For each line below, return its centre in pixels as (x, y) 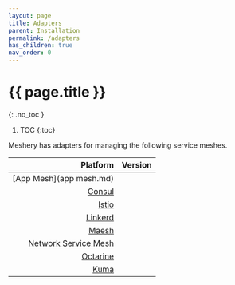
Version (137, 164)
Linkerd (100, 217)
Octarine (98, 256)
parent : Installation (44, 30)
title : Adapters (35, 23)
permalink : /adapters (44, 38)
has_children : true (41, 46)
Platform (97, 164)
